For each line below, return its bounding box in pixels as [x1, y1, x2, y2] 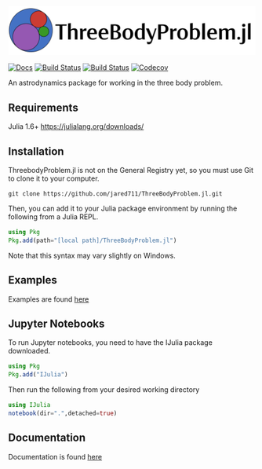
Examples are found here [8, 294, 89, 304]
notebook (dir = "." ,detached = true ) [8, 409, 118, 418]
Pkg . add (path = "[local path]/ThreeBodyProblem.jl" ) [8, 236, 177, 244]
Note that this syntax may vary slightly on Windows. [8, 251, 176, 260]
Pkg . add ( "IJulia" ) [8, 371, 68, 379]
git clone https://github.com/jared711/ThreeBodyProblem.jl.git [8, 190, 223, 198]
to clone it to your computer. [8, 174, 100, 183]
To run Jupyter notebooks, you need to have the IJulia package [8, 338, 213, 347]
